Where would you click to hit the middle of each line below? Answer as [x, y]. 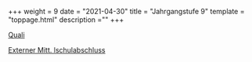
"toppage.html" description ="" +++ [66, 20]
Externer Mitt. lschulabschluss [57, 50]
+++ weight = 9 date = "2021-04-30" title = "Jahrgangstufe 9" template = [126, 11]
